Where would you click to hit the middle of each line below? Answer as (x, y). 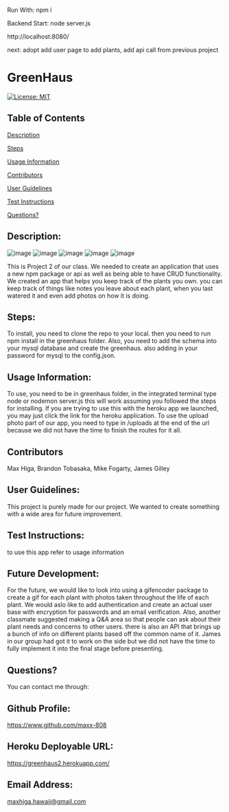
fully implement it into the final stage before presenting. (85, 648)
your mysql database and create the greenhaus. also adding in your (103, 348)
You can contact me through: (48, 687)
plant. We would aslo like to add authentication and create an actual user (110, 605)
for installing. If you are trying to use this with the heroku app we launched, (113, 408)
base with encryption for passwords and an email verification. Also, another (114, 612)
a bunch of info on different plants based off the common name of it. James (114, 634)
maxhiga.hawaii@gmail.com (47, 801)
